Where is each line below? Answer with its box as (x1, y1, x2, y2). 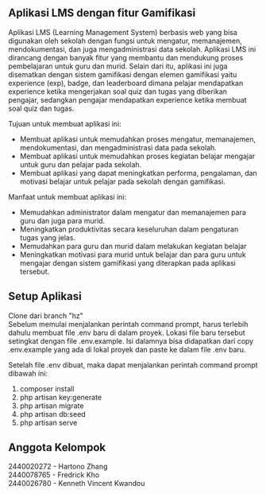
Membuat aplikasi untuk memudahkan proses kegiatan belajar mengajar (19, 151, 256, 161)
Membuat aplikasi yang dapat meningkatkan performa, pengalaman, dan (19, 168, 258, 177)
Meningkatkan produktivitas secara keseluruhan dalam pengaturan (19, 224, 239, 234)
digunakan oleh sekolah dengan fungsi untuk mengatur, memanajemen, (8, 36, 242, 45)
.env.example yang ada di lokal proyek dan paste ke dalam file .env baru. (8, 344, 246, 354)
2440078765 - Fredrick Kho (8, 470, 100, 480)
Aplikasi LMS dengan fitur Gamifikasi (8, 6, 196, 20)
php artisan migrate (19, 401, 84, 410)
